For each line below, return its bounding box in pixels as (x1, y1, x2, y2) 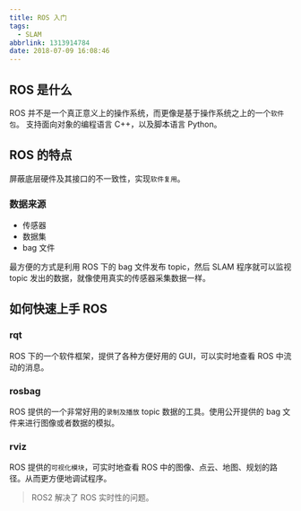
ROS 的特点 (9, 147, 73, 163)
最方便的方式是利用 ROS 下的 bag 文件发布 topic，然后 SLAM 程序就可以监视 (9, 261, 292, 272)
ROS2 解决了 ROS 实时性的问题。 (30, 492, 154, 503)
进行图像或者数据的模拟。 (24, 418, 119, 428)
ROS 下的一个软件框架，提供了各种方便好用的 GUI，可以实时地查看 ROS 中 (9, 350, 284, 361)
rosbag (9, 384, 41, 397)
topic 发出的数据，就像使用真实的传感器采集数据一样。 (9, 273, 211, 284)
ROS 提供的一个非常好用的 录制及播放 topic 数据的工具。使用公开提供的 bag (9, 406, 280, 418)
